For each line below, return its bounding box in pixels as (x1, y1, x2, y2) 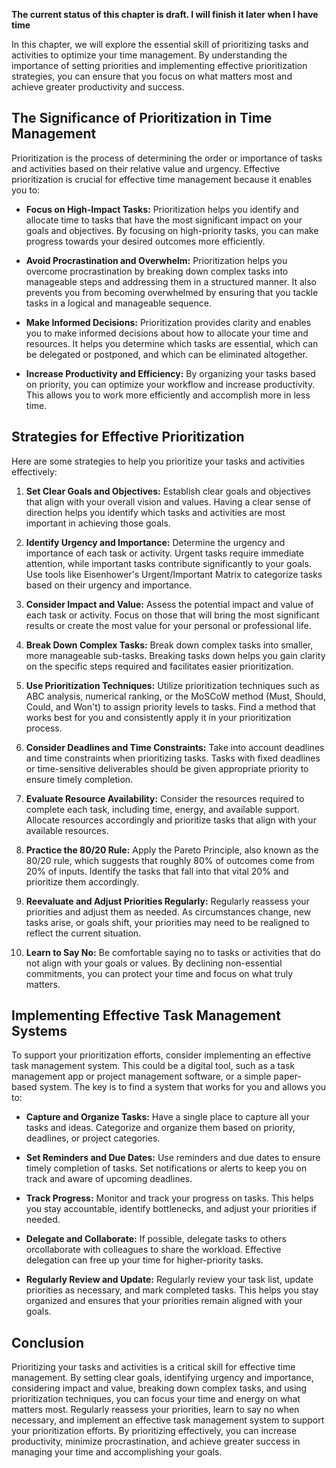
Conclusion (11, 1334, 85, 1351)
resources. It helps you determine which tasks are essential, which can (25, 337, 319, 349)
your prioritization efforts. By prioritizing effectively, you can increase (11, 1425, 297, 1437)
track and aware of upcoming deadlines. (25, 1173, 193, 1185)
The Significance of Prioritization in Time (11, 110, 273, 127)
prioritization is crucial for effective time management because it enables (11, 173, 313, 185)
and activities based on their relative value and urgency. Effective (11, 162, 281, 174)
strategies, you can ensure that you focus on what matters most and (11, 70, 293, 82)
